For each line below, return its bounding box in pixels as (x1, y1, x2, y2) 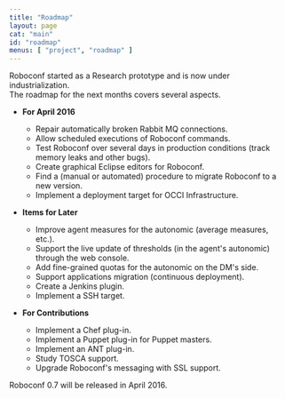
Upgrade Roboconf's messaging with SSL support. (35, 363, 222, 373)
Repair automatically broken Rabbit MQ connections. (35, 124, 228, 134)
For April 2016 (21, 107, 75, 117)
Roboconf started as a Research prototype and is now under (9, 70, 231, 81)
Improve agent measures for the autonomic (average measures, (35, 224, 269, 235)
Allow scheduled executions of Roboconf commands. (35, 133, 231, 144)
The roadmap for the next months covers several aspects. (9, 90, 221, 100)
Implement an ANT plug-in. (35, 344, 135, 355)
